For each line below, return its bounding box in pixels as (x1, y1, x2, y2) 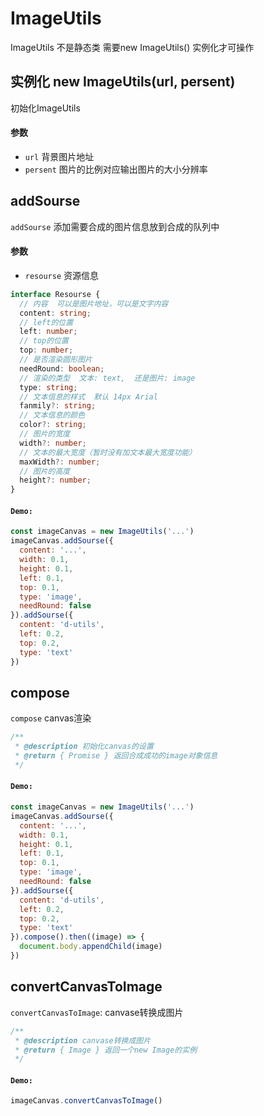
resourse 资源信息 (24, 269, 100, 281)
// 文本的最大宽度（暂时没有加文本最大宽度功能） (19, 447, 197, 457)
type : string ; (19, 382, 78, 392)
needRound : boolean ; (19, 363, 105, 374)
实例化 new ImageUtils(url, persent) (10, 73, 236, 91)
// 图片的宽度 (19, 429, 71, 439)
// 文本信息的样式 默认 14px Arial (19, 392, 158, 402)
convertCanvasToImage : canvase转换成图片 (10, 1006, 184, 1018)
